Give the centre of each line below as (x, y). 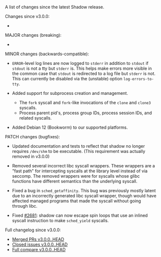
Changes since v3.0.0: (27, 16)
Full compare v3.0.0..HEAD (39, 249)
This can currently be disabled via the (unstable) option (67, 79)
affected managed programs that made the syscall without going (76, 201)
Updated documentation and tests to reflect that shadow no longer (78, 146)
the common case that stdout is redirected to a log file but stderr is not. (84, 74)
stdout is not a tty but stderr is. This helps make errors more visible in (82, 68)
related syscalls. (36, 118)
